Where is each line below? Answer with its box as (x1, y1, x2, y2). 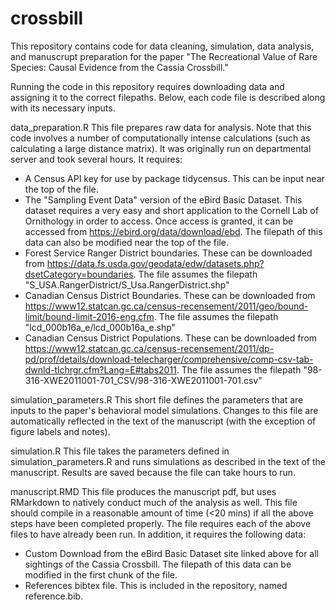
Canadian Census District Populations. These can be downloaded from (24, 332, 318, 344)
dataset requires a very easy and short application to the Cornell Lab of (24, 204, 319, 216)
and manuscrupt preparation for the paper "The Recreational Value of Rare (10, 50, 318, 62)
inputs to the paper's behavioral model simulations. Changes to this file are (10, 404, 319, 416)
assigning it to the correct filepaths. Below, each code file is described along (10, 91, 326, 103)
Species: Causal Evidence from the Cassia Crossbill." (10, 61, 229, 73)
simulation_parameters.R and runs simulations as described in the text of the (10, 455, 326, 467)
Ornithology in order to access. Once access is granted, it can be (24, 215, 294, 227)
